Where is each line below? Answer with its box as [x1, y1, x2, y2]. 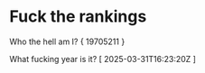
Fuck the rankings [9, 6, 147, 27]
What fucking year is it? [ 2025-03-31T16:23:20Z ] [9, 53, 197, 64]
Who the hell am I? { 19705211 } [9, 36, 126, 47]
